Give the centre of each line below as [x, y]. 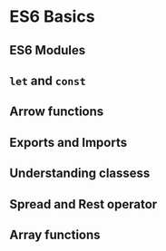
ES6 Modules [48, 50]
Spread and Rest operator [83, 204]
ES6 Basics [52, 17]
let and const [48, 80]
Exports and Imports [68, 142]
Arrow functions [57, 112]
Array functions [55, 234]
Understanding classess [80, 174]
